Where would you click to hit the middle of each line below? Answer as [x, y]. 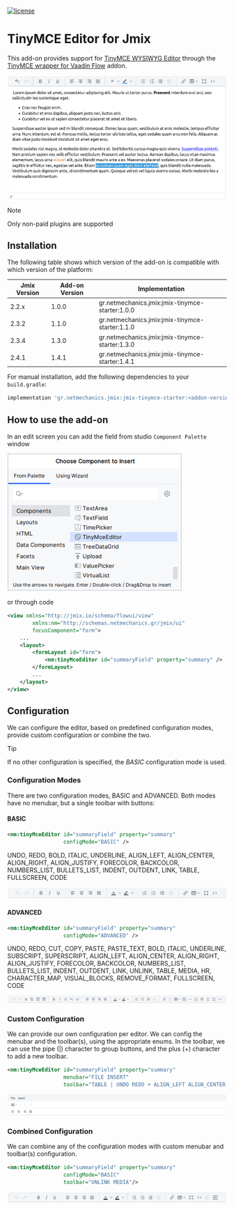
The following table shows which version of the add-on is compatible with [113, 262]
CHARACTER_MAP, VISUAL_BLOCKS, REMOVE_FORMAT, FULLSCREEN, [111, 978]
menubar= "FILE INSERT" [96, 1077]
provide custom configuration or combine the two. [79, 735]
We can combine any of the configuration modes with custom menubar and [116, 1146]
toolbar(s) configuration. [42, 1154]
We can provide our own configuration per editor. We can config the [105, 1034]
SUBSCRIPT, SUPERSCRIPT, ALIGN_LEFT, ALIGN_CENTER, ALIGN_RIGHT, [113, 956]
